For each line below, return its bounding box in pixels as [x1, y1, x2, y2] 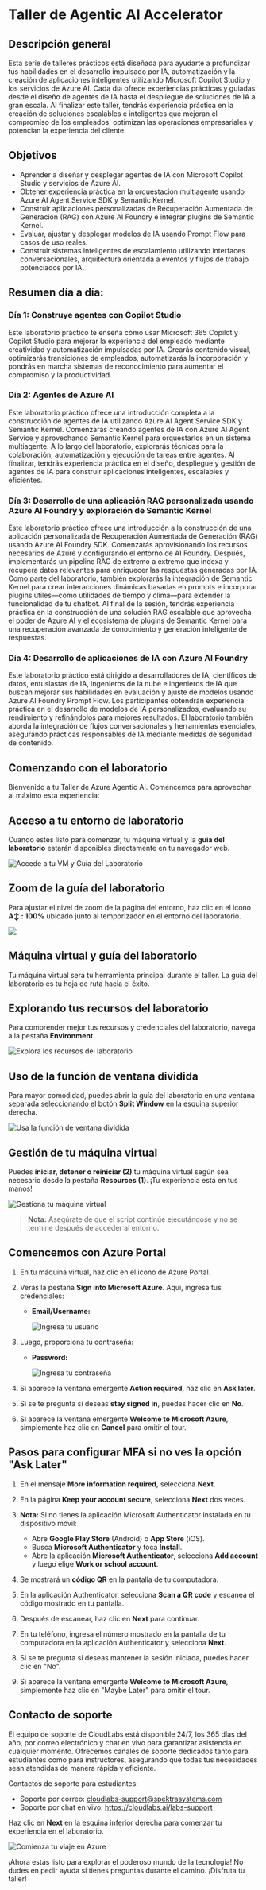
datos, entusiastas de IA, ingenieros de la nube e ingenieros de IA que [8, 679, 237, 689]
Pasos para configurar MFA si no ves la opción [8, 1446, 242, 1459]
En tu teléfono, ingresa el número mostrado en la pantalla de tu [19, 1629, 226, 1638]
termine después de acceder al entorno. [27, 1223, 160, 1233]
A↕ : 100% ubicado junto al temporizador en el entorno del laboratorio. [8, 911, 241, 921]
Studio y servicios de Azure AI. [19, 178, 121, 187]
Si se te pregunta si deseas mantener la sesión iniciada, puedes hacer [19, 1652, 249, 1662]
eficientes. [8, 475, 43, 485]
